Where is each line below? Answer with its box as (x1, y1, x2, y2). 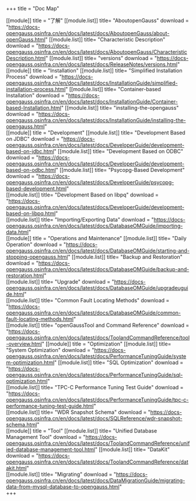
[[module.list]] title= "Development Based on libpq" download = (6, 191, 159, 198)
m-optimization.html (6, 359, 55, 366)
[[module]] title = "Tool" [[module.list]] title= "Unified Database (6, 427, 157, 434)
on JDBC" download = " (6, 136, 64, 142)
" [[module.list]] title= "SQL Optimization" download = (54, 359, 184, 366)
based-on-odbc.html (6, 167, 57, 173)
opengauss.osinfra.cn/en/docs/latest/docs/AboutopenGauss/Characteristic (6, 49, 188, 55)
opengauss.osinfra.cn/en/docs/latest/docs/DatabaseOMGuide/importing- (6, 222, 183, 229)
